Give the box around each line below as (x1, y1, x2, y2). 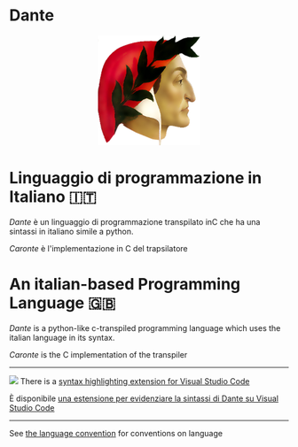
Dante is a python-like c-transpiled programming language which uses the (9, 322, 281, 333)
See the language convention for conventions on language (9, 428, 223, 438)
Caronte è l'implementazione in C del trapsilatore (9, 243, 188, 253)
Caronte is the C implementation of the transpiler (9, 349, 188, 359)
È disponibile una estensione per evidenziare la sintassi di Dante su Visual (9, 393, 279, 404)
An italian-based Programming (9, 274, 241, 295)
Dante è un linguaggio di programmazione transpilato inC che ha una (9, 216, 261, 227)
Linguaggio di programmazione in (9, 168, 263, 189)
